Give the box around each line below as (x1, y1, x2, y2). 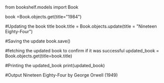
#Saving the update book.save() (5, 38, 71, 44)
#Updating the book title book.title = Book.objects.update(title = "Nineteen (5, 23, 157, 29)
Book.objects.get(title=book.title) (5, 53, 72, 59)
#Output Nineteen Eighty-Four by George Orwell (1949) (5, 72, 118, 78)
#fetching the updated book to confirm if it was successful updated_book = (5, 48, 160, 53)
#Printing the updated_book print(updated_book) (5, 63, 105, 68)
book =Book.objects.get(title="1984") (5, 14, 82, 19)
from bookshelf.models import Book (5, 4, 78, 10)
